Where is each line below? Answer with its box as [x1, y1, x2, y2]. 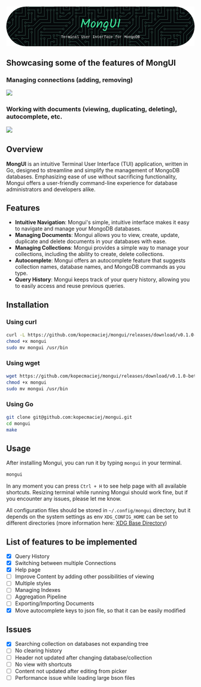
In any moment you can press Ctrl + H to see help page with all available [6, 482, 187, 490]
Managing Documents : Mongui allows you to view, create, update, [14, 232, 179, 239]
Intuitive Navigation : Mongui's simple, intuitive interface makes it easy [14, 219, 190, 226]
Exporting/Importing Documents [14, 600, 95, 607]
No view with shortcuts [14, 661, 72, 668]
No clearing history [14, 647, 63, 654]
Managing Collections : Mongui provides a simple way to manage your [14, 244, 190, 251]
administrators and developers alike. [6, 186, 96, 193]
